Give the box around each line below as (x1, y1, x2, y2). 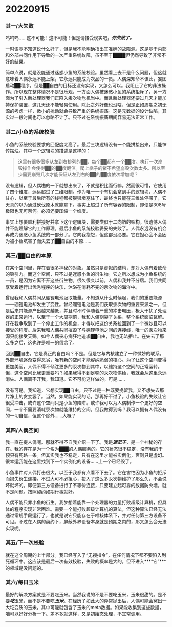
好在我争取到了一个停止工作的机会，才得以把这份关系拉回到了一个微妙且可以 (5, 320, 167, 327)
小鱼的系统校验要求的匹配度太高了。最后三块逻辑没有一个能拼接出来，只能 (5, 141, 162, 147)
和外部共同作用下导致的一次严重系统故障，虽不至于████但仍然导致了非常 (5, 52, 162, 58)
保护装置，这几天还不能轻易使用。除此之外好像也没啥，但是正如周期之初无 (9, 102, 167, 108)
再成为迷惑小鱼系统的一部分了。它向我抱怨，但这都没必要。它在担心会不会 (5, 231, 162, 237)
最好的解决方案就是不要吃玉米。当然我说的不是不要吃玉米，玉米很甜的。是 (5, 591, 162, 597)
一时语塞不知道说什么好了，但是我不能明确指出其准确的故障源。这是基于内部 (5, 46, 167, 52)
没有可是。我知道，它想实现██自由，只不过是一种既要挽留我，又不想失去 (5, 387, 160, 393)
